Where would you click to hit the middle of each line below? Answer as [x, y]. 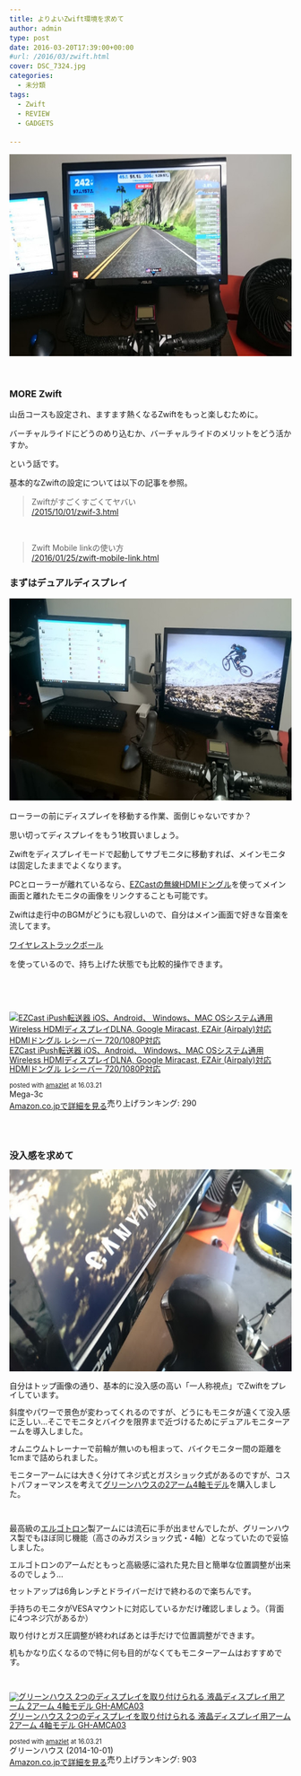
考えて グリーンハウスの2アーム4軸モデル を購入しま [174, 1484]
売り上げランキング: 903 [152, 1760]
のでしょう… [40, 1574]
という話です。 [37, 464]
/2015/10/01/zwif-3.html [75, 512]
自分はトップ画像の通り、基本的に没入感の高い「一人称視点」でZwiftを [140, 1386]
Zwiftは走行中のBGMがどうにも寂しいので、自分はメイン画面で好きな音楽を [149, 914]
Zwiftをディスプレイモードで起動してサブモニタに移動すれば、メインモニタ [148, 853]
